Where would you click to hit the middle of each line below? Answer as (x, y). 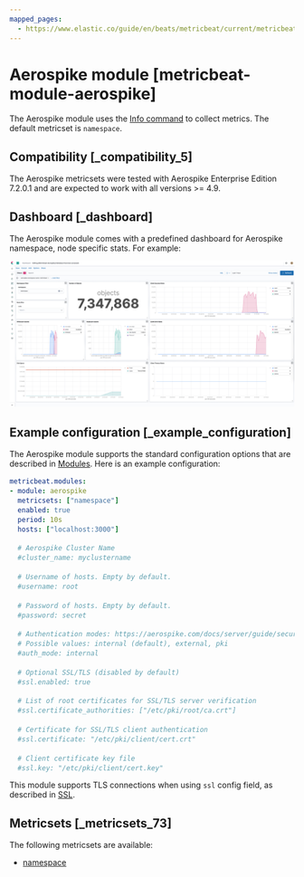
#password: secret (52, 615)
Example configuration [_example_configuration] (150, 432)
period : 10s (40, 520)
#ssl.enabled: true (54, 682)
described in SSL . (42, 795)
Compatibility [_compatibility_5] (101, 157)
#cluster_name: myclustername (74, 558)
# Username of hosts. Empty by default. (95, 577)
